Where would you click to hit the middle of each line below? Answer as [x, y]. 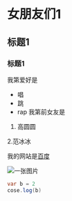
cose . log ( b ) [24, 190]
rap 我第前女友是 [41, 112]
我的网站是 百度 [28, 156]
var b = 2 [21, 184]
